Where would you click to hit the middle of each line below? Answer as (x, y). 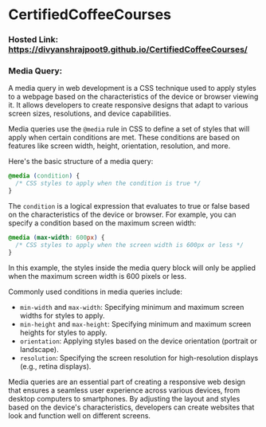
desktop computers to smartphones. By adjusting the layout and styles (124, 398)
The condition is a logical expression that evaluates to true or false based (129, 206)
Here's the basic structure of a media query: (81, 162)
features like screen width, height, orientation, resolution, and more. (119, 146)
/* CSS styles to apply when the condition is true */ (108, 184)
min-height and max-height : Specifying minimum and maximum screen (135, 323)
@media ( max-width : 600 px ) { (57, 238)
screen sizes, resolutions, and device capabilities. (90, 114)
